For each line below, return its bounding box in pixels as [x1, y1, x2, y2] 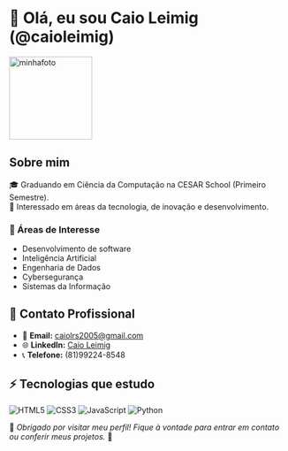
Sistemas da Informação [21, 281, 111, 292]
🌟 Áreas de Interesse [9, 223, 100, 235]
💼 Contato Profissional [9, 307, 135, 322]
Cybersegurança [21, 271, 84, 282]
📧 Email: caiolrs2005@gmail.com [21, 330, 144, 340]
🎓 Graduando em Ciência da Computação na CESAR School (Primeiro [9, 179, 267, 189]
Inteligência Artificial [21, 253, 97, 264]
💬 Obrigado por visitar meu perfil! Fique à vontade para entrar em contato [9, 422, 280, 432]
